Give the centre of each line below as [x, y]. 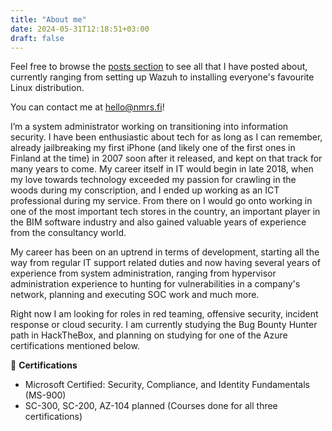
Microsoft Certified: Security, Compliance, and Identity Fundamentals [167, 385]
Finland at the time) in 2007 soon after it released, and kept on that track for [166, 158]
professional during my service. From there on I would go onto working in [161, 201]
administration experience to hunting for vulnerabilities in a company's [155, 284]
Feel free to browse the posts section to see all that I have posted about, [159, 67]
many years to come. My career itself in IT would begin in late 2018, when [162, 169]
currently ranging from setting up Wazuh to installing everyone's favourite [162, 77]
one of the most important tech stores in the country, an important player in [165, 212]
